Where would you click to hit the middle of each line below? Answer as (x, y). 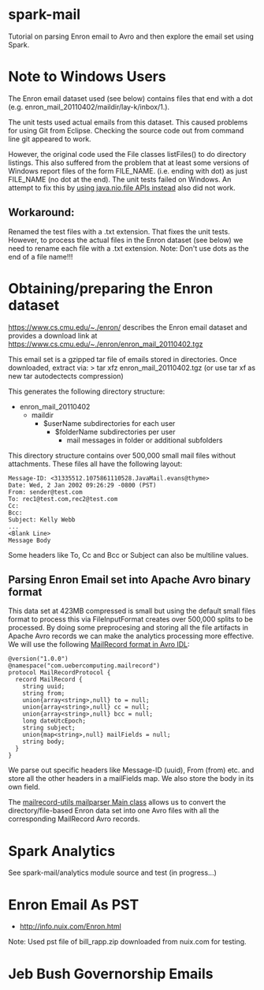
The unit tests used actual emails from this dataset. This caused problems (128, 122)
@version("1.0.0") (38, 659)
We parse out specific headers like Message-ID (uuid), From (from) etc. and (131, 770)
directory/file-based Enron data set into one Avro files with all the (113, 811)
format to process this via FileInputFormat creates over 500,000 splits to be (131, 619)
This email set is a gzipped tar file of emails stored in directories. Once (123, 359)
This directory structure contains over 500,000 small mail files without (122, 455)
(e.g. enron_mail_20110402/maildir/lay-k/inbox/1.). (89, 106)
